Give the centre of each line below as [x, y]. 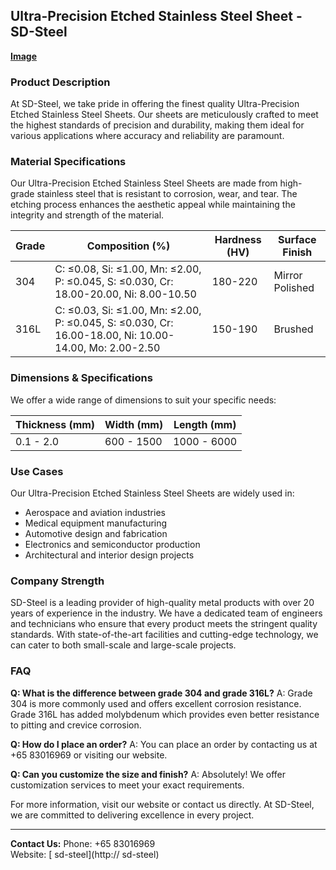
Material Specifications [68, 162]
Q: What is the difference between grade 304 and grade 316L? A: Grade [161, 693]
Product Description [60, 82]
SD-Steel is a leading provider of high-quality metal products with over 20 [162, 603]
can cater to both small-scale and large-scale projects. [123, 645]
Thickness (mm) [55, 424]
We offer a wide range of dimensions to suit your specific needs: [143, 400]
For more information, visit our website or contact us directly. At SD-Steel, [162, 804]
